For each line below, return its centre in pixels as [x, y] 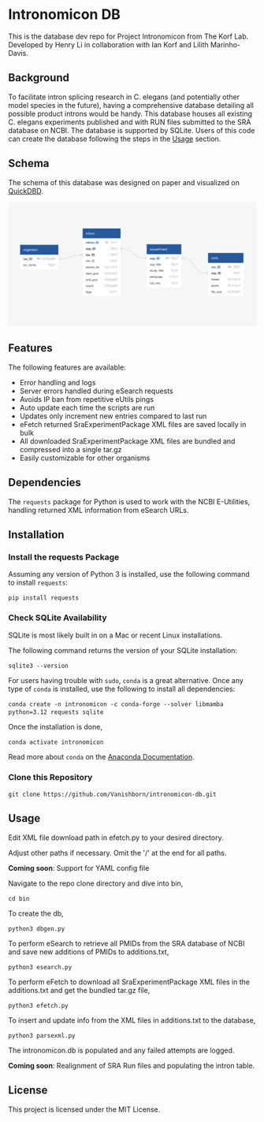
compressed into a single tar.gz [71, 449]
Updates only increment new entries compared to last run [113, 416]
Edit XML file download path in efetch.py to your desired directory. [116, 838]
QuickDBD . [26, 191]
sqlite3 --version [38, 666]
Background [39, 78]
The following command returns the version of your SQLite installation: [123, 650]
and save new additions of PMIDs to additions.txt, [89, 952]
